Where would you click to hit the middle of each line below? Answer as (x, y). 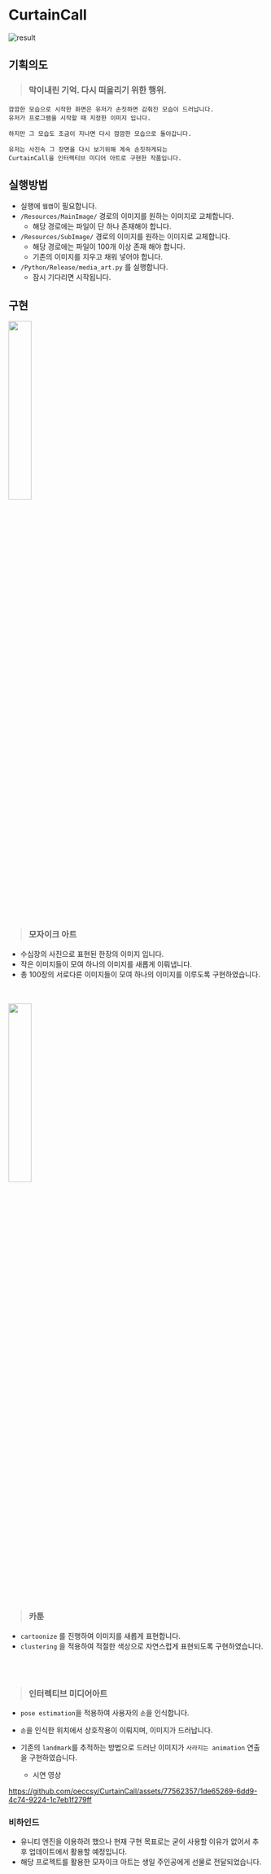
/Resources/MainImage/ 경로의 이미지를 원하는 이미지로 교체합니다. (127, 216)
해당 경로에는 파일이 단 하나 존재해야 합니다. (102, 226)
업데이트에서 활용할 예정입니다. (78, 1852)
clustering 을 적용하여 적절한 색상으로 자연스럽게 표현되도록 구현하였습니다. (142, 1646)
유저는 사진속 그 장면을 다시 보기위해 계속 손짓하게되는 (88, 149)
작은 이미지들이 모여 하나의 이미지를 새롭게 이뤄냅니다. (106, 964)
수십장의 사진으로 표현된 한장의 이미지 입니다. (92, 954)
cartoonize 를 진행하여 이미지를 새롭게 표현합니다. (101, 1636)
